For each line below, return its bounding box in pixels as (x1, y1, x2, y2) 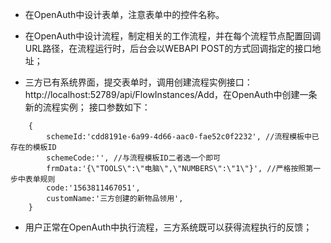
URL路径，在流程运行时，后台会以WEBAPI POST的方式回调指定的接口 (24, 43, 313, 54)
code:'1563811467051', (46, 183, 141, 193)
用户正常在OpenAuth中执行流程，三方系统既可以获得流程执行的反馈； (24, 221, 313, 233)
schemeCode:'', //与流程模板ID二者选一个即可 (46, 153, 221, 163)
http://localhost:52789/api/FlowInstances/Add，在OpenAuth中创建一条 (24, 89, 318, 100)
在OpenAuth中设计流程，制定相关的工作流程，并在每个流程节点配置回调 (24, 30, 322, 42)
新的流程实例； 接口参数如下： (24, 101, 151, 113)
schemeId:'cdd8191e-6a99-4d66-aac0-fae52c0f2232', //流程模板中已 (46, 132, 320, 142)
